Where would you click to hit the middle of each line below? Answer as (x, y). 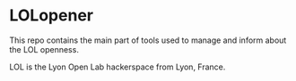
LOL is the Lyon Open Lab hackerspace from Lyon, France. (118, 67)
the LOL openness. (44, 49)
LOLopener (52, 16)
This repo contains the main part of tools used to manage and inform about (148, 40)
